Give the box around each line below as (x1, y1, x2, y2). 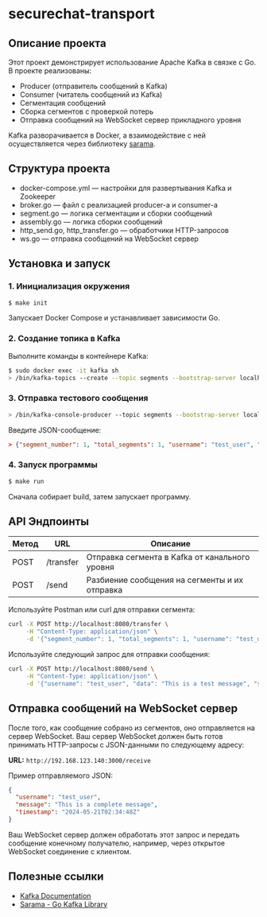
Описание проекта (8, 37, 106, 50)
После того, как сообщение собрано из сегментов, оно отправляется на (8, 723, 256, 732)
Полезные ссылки (8, 870, 104, 884)
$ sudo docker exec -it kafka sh (8, 367, 119, 375)
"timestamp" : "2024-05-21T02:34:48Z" (15, 808, 141, 816)
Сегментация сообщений (19, 99, 106, 107)
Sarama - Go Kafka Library (19, 900, 108, 909)
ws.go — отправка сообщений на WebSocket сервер (19, 234, 199, 243)
